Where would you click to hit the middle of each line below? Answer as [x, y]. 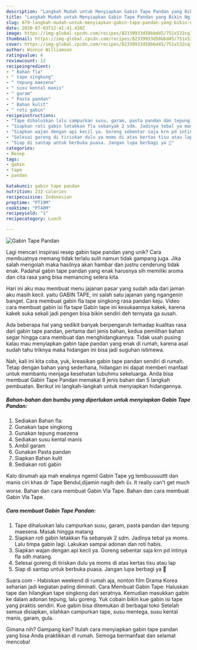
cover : [14, 45]
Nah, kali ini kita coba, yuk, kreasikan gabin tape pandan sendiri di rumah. [95, 361]
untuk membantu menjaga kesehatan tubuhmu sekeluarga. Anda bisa [90, 373]
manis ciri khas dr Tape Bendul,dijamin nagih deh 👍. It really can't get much [98, 482]
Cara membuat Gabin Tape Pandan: [51, 510]
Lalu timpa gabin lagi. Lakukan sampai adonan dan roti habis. [88, 544]
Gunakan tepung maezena [46, 433]
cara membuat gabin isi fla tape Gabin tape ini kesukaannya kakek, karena [96, 307]
